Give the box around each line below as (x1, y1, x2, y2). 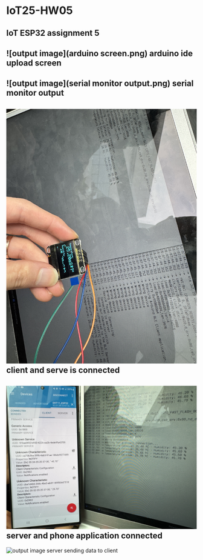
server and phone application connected (6, 531, 163, 541)
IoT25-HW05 (6, 4, 73, 18)
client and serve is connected (6, 365, 120, 375)
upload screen (6, 58, 62, 68)
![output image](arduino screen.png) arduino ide (6, 48, 193, 58)
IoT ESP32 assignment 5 (6, 28, 100, 38)
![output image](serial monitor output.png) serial (6, 78, 194, 88)
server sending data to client (46, 547, 118, 554)
